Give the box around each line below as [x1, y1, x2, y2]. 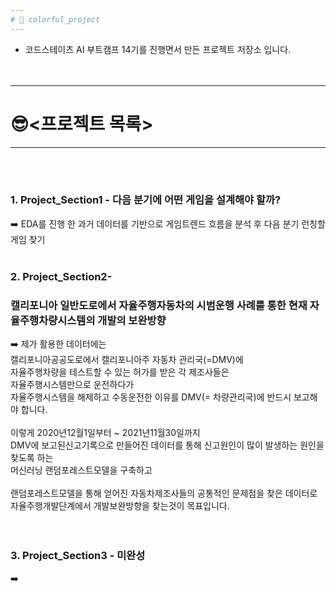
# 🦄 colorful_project [10, 14, 101, 25]
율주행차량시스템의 [10, 313, 96, 327]
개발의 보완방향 [97, 313, 167, 327]
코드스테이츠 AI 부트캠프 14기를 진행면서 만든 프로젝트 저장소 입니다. [24, 43, 292, 55]
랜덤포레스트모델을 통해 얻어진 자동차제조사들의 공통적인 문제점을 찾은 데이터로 [10, 487, 318, 500]
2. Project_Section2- [10, 269, 113, 283]
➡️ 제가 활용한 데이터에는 [10, 338, 107, 350]
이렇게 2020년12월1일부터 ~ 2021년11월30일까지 [10, 427, 201, 439]
